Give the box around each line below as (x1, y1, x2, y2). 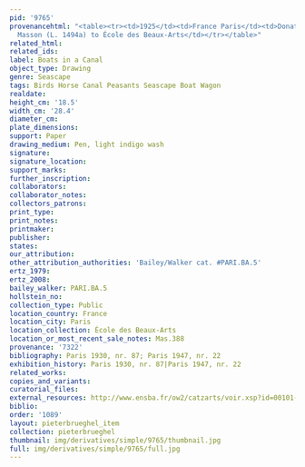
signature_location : (9, 156, 88, 166)
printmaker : (9, 224, 54, 233)
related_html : (9, 38, 64, 48)
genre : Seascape (9, 73, 71, 82)
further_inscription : (9, 174, 92, 183)
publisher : (9, 233, 51, 242)
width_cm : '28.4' (9, 106, 75, 115)
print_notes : (9, 215, 59, 225)
